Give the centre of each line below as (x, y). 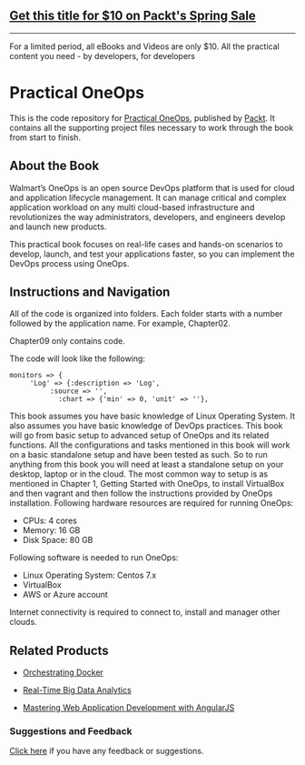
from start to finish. (45, 137)
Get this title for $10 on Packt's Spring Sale (133, 16)
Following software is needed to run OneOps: (94, 558)
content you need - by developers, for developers (102, 55)
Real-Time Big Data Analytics (77, 690)
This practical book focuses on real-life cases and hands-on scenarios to (146, 244)
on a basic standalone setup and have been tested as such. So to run (138, 455)
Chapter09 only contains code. (67, 341)
